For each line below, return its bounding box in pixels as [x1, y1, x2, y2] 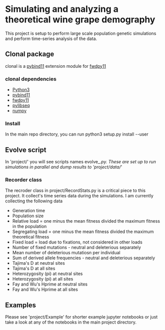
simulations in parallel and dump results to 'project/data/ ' [5, 164, 123, 170]
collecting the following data [5, 198, 63, 204]
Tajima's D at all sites [12, 266, 55, 272]
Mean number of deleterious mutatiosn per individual [12, 250, 121, 256]
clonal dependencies [5, 75, 57, 82]
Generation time [12, 208, 45, 214]
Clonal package [5, 50, 54, 58]
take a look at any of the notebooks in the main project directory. [5, 319, 137, 325]
